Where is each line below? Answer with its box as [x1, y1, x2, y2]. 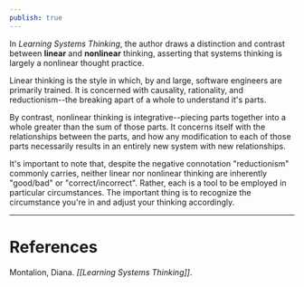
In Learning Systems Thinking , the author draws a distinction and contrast [9, 38, 285, 49]
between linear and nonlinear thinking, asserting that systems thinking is [9, 47, 282, 59]
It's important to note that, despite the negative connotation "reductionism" [9, 158, 290, 168]
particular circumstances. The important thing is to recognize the [9, 187, 252, 197]
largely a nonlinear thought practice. [9, 57, 145, 68]
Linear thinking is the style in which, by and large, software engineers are [9, 74, 282, 86]
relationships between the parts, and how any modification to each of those [9, 130, 291, 141]
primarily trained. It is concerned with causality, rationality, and [9, 84, 244, 95]
